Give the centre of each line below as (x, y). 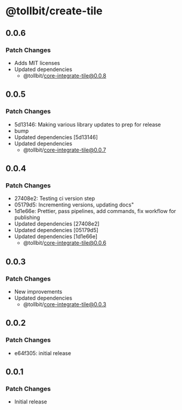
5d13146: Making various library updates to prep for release (87, 124)
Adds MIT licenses (37, 63)
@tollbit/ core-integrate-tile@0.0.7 (64, 150)
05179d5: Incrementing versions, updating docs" (74, 205)
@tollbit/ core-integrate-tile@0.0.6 (65, 243)
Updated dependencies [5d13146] (56, 137)
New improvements (38, 291)
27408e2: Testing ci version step (55, 199)
